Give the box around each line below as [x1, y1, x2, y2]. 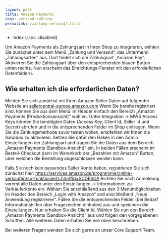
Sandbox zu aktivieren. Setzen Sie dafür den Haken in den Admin [5, 134, 139, 141]
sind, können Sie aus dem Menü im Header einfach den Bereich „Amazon [5, 108, 155, 114]
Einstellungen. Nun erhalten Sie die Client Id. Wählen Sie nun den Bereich [5, 207, 155, 213]
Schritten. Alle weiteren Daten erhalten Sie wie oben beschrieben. [5, 218, 140, 224]
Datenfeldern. [5, 70, 33, 77]
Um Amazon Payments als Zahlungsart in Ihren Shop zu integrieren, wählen [5, 44, 160, 50]
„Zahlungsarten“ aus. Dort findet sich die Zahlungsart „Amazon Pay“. [5, 55, 145, 61]
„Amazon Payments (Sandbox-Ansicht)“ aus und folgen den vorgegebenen [5, 212, 158, 218]
